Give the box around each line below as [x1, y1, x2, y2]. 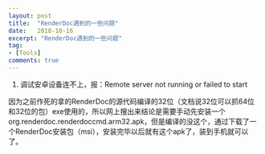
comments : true [8, 57, 59, 65]
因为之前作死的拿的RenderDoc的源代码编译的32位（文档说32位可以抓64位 [8, 96, 255, 106]
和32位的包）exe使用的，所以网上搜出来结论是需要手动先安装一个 [8, 106, 226, 116]
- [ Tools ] [8, 49, 42, 57]
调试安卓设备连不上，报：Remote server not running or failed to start [19, 79, 248, 89]
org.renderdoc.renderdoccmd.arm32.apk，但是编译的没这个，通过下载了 [8, 116, 251, 126]
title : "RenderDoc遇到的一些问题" [8, 19, 119, 27]
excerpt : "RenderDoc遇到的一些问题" [8, 34, 123, 43]
